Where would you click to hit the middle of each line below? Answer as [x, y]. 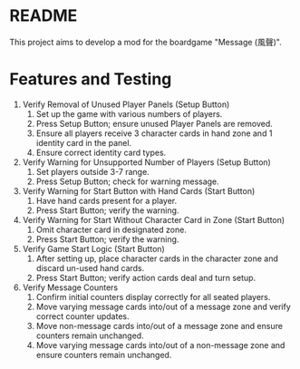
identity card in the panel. [84, 142]
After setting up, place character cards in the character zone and [157, 258]
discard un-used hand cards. [90, 267]
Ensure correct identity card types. [101, 152]
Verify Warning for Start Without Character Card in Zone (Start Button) [154, 219]
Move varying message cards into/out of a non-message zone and [160, 345]
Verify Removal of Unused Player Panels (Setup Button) [126, 104]
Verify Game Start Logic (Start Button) [93, 248]
